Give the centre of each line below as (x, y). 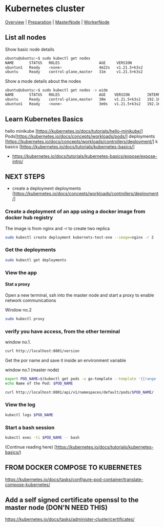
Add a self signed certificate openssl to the (72, 500)
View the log (20, 405)
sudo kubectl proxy (25, 319)
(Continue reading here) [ (31, 447)
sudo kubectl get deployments (36, 260)
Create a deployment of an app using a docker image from (75, 212)
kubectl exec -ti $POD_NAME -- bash (42, 437)
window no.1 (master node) (32, 370)
